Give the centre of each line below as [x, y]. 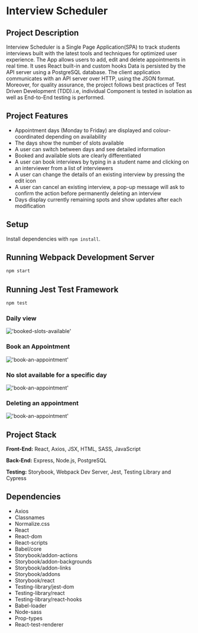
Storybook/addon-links [43, 568]
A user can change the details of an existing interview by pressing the [100, 174]
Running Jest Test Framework [62, 290]
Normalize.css [32, 523]
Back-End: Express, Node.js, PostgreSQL [56, 460]
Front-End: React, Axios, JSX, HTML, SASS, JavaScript [73, 449]
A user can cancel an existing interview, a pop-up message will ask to [100, 187]
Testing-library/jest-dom [44, 586]
